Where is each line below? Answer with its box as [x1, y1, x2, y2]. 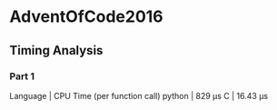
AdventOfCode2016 [9, 6, 163, 27]
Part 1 [9, 70, 35, 83]
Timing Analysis [9, 43, 104, 58]
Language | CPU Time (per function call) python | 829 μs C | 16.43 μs [9, 90, 269, 101]
